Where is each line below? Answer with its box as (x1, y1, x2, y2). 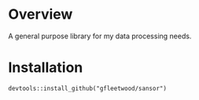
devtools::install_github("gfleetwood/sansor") (8, 84, 168, 92)
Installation (8, 59, 83, 77)
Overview (8, 5, 73, 23)
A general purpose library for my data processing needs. (8, 31, 192, 41)
